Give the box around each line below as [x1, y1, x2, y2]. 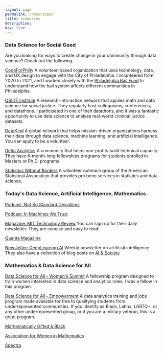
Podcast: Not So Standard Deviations [5, 201, 80, 207]
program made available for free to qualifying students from [5, 298, 126, 304]
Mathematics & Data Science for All [5, 262, 91, 269]
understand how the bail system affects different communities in [5, 83, 135, 89]
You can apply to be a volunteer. [5, 138, 70, 144]
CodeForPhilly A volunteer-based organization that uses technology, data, [5, 67, 154, 73]
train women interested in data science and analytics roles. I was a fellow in [5, 279, 158, 284]
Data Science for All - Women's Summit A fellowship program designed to [5, 273, 154, 279]
